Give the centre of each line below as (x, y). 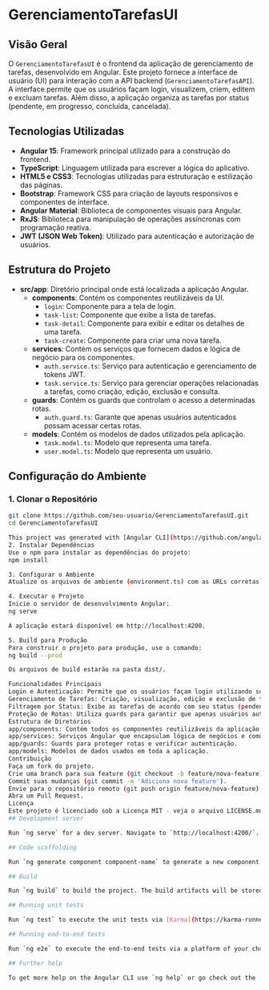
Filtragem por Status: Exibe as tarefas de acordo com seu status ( (125, 706)
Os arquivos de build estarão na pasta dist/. (87, 670)
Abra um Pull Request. (46, 796)
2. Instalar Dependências (51, 545)
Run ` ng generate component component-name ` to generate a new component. (136, 862)
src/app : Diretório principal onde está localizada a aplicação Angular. (134, 289)
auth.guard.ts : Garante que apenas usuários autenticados (140, 417)
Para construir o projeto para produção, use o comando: (105, 647)
